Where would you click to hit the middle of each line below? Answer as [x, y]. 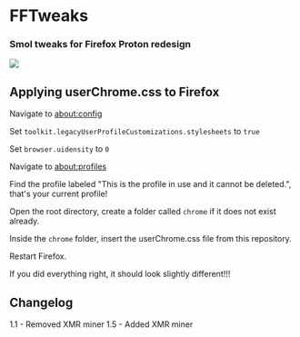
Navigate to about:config [56, 114]
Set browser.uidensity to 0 [60, 149]
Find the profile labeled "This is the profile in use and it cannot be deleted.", [150, 184]
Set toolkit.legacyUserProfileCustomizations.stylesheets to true [135, 132]
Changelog [41, 302]
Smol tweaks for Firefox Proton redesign [100, 45]
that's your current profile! [59, 194]
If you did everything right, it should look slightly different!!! [120, 274]
